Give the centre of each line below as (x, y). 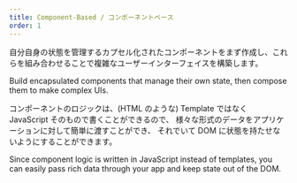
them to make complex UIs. (59, 90)
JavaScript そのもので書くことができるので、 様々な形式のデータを (131, 119)
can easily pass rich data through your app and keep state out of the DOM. (145, 168)
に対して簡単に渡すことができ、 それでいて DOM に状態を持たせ (156, 130)
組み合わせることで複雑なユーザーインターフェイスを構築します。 (144, 63)
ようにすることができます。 (67, 141)
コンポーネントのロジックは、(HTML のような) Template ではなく (128, 108)
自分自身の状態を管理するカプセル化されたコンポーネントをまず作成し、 (141, 52)
